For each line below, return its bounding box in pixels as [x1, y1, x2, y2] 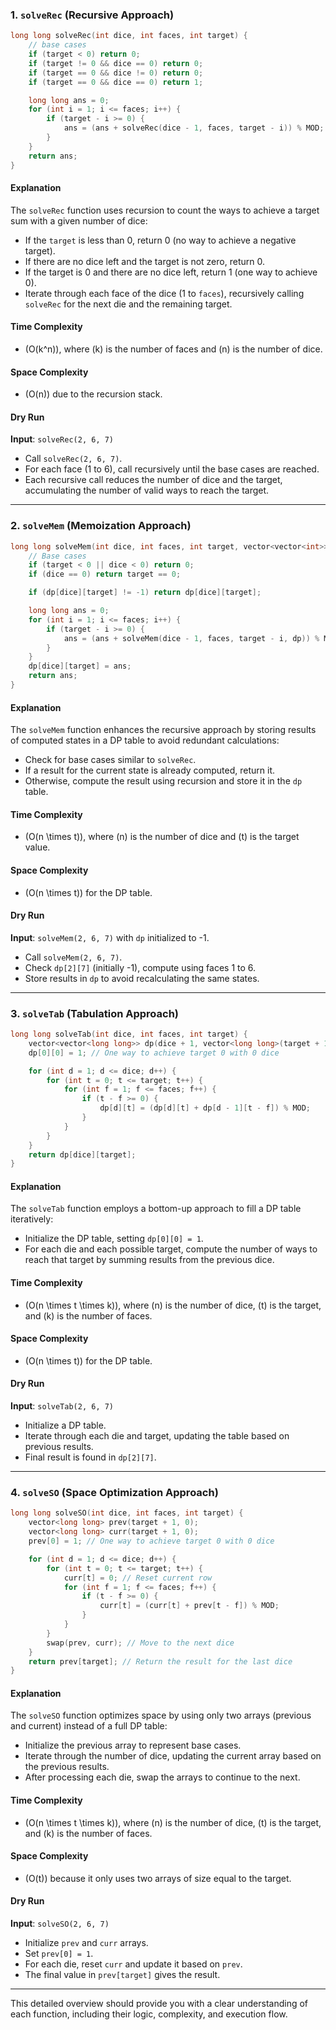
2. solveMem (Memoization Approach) [10, 519, 192, 533]
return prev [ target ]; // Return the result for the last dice [28, 1656, 293, 1667]
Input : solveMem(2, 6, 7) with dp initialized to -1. [10, 931, 210, 943]
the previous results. [24, 1761, 110, 1773]
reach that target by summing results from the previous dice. [24, 1254, 275, 1266]
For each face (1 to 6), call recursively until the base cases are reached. [24, 463, 320, 475]
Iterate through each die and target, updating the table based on [24, 1430, 290, 1442]
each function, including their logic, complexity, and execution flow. [10, 2008, 288, 2020]
